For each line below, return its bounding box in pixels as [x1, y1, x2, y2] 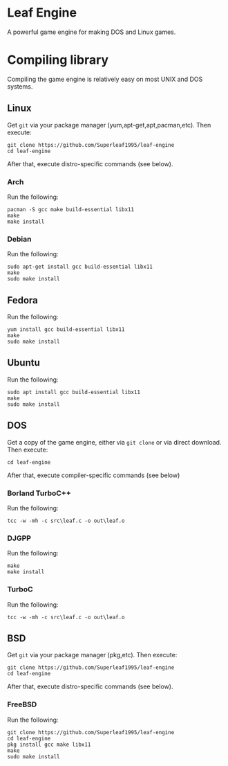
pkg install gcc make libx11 [7, 741, 91, 748]
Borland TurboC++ [7, 488, 71, 498]
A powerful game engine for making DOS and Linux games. [7, 28, 176, 36]
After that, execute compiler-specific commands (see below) [7, 471, 180, 479]
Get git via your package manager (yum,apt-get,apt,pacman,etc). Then [7, 121, 211, 129]
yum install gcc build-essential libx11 [7, 326, 126, 333]
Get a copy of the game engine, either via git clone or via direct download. [7, 438, 222, 446]
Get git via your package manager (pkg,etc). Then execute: [7, 651, 178, 659]
